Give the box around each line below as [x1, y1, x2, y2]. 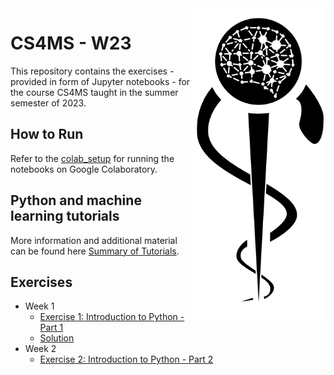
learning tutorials [10, 208, 120, 225]
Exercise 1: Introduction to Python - [39, 311, 185, 323]
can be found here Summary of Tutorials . [10, 245, 180, 257]
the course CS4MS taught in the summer [10, 86, 179, 98]
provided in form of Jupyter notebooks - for [10, 75, 191, 87]
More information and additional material [10, 234, 178, 246]
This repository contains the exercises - [10, 65, 175, 77]
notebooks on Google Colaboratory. [10, 163, 158, 175]
